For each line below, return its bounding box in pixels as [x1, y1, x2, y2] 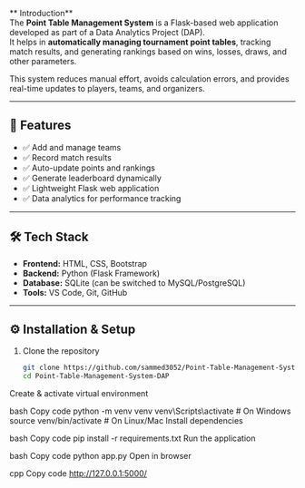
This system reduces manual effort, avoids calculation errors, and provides [9, 73, 290, 84]
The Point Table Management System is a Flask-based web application [9, 17, 279, 28]
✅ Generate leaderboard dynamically [22, 172, 162, 183]
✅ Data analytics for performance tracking [22, 192, 182, 203]
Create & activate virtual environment [9, 388, 149, 399]
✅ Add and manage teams [22, 142, 122, 152]
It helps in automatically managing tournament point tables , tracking [9, 36, 271, 47]
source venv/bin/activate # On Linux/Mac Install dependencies [9, 415, 243, 426]
